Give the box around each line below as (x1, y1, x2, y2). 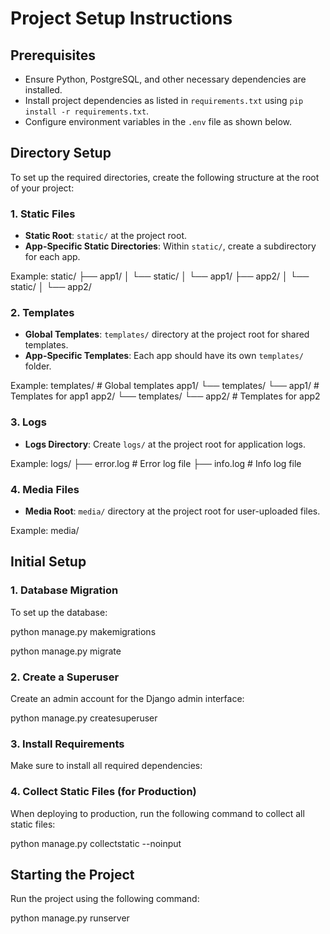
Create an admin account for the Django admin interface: (10, 692, 245, 704)
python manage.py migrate (10, 645, 122, 657)
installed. (24, 84, 63, 96)
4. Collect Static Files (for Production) (10, 785, 197, 799)
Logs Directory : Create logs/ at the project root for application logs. (24, 438, 307, 450)
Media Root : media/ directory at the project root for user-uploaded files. (24, 505, 321, 517)
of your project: (10, 182, 75, 194)
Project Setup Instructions (10, 7, 233, 30)
